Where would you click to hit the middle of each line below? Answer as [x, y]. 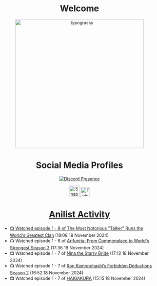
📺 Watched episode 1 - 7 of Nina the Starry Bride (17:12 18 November [79, 253]
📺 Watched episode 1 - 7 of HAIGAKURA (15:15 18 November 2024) [77, 278]
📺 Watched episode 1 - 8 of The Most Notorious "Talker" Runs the [76, 228]
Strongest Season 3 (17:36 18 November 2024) [57, 247]
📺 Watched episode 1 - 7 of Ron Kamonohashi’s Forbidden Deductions [81, 266]
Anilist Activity [79, 214]
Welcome [79, 9]
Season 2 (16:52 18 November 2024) [47, 273]
